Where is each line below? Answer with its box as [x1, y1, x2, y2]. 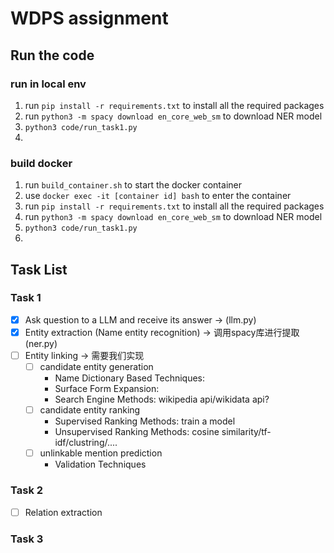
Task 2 [10, 483, 44, 497]
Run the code [10, 47, 95, 64]
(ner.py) [24, 337, 58, 349]
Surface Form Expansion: [54, 383, 160, 395]
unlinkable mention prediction [39, 447, 163, 459]
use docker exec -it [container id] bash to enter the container [24, 190, 292, 202]
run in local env [10, 77, 87, 91]
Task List [10, 261, 68, 278]
